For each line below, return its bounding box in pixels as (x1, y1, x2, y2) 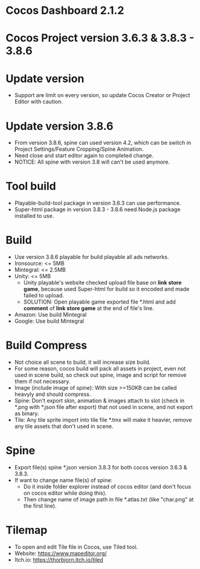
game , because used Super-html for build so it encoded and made (23, 285, 190, 293)
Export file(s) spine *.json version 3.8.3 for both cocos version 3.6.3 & (14, 464, 187, 471)
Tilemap (5, 523, 48, 537)
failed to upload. (23, 292, 64, 299)
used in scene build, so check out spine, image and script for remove (14, 372, 187, 379)
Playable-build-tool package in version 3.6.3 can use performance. (14, 200, 181, 207)
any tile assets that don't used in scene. (14, 423, 114, 430)
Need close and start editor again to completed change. (14, 152, 153, 159)
